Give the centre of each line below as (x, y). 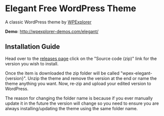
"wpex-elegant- (137, 73)
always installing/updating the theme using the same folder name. (71, 108)
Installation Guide (33, 47)
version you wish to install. (32, 63)
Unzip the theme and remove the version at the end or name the (92, 78)
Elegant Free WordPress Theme (70, 9)
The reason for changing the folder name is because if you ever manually (79, 98)
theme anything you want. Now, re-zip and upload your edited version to (78, 83)
